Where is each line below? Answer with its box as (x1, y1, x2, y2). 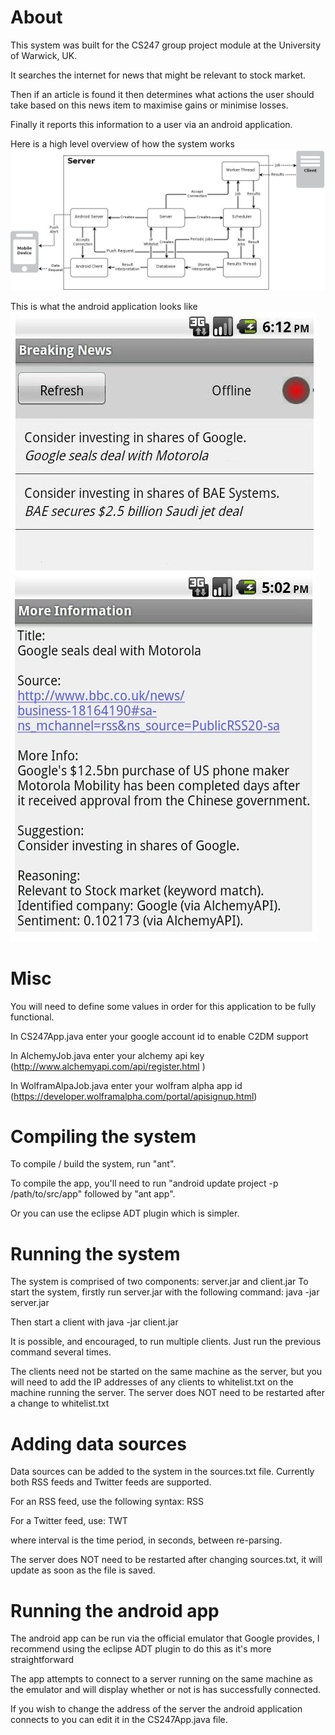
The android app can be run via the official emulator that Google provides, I (10, 1632, 320, 1645)
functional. (10, 1011, 55, 1023)
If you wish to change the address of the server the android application (10, 1703, 303, 1715)
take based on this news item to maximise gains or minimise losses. (10, 99, 289, 111)
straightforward (10, 1654, 75, 1666)
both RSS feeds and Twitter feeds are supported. (10, 1476, 212, 1488)
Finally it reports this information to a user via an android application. (10, 118, 293, 130)
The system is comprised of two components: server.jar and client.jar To (10, 1276, 309, 1288)
